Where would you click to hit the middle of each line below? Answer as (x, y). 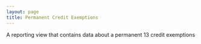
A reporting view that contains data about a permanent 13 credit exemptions (101, 34)
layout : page (23, 12)
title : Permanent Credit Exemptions (52, 17)
